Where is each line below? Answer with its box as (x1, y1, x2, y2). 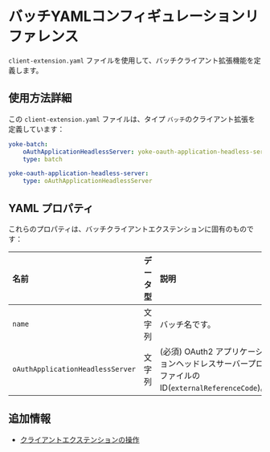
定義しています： (8, 124, 65, 133)
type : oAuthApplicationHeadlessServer (22, 177, 153, 185)
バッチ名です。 (159, 319, 215, 330)
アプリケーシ (215, 346, 264, 357)
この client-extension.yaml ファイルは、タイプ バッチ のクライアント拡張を (8, 114, 256, 124)
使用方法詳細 (8, 92, 72, 105)
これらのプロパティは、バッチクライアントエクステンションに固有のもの (8, 224, 247, 234)
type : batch (22, 155, 63, 163)
